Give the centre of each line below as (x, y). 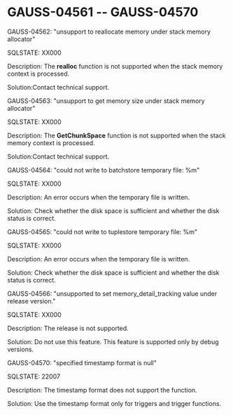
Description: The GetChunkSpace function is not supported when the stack (116, 135)
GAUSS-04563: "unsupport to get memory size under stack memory (106, 101)
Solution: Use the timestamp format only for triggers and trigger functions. (114, 403)
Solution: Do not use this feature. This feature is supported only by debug (113, 341)
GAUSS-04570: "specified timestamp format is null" (82, 362)
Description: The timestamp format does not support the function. (102, 390)
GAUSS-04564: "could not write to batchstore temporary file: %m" (104, 170)
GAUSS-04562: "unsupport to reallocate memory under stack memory (109, 32)
